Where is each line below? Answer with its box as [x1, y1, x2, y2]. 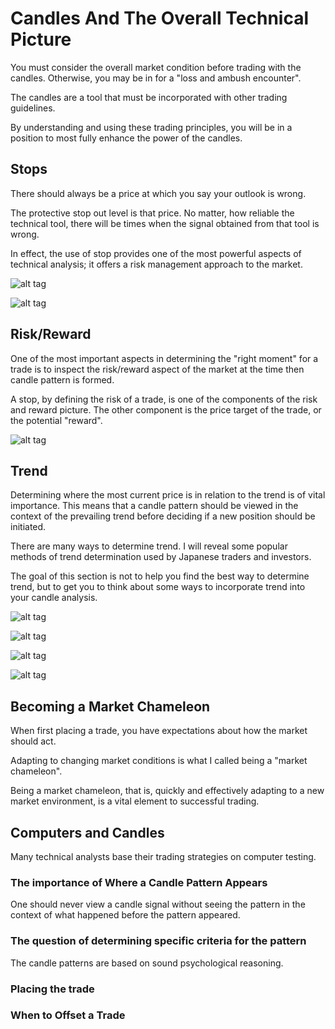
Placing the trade [10, 982, 95, 996]
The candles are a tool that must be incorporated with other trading [10, 91, 288, 103]
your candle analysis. [10, 592, 98, 604]
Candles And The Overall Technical [10, 7, 309, 30]
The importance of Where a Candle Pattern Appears [10, 875, 268, 889]
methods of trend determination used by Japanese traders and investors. [10, 551, 312, 563]
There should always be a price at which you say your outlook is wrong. [10, 187, 307, 199]
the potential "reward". [10, 414, 103, 426]
